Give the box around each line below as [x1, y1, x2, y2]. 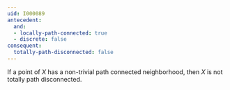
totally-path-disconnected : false [13, 49, 114, 56]
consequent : [7, 42, 42, 49]
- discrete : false [13, 36, 68, 43]
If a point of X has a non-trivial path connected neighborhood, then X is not [7, 67, 223, 76]
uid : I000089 [7, 10, 45, 17]
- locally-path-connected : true [13, 29, 108, 37]
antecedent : [7, 17, 42, 24]
